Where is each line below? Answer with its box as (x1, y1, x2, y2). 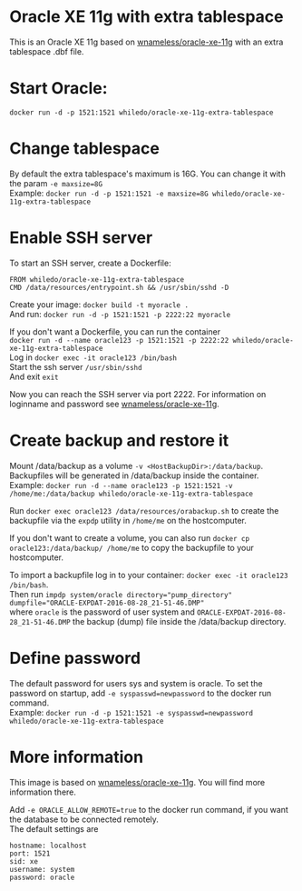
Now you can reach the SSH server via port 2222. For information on (9, 388, 267, 399)
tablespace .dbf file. (9, 45, 84, 56)
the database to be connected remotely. (9, 814, 159, 825)
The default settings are (9, 823, 99, 834)
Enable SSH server (9, 227, 153, 247)
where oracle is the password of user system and (9, 606, 195, 617)
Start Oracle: (9, 78, 108, 99)
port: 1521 (9, 848, 51, 858)
